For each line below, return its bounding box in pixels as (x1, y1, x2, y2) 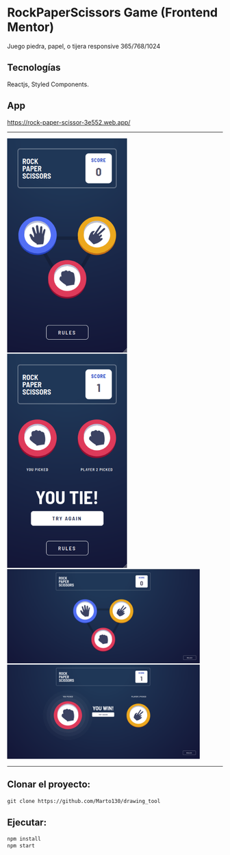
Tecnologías (7, 62, 61, 73)
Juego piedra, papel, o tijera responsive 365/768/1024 (7, 42, 161, 50)
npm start (7, 843, 36, 850)
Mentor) (7, 19, 55, 35)
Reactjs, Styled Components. (7, 80, 89, 88)
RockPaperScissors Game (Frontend (7, 5, 218, 21)
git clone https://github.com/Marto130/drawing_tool (7, 798, 161, 805)
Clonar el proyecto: (7, 778, 91, 790)
